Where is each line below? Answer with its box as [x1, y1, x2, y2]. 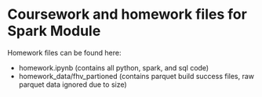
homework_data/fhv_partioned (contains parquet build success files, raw [18, 71, 255, 81]
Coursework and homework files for [7, 5, 248, 23]
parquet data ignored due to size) [18, 80, 127, 89]
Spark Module [7, 22, 101, 40]
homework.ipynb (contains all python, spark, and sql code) [18, 63, 209, 72]
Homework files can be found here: [7, 48, 122, 57]
